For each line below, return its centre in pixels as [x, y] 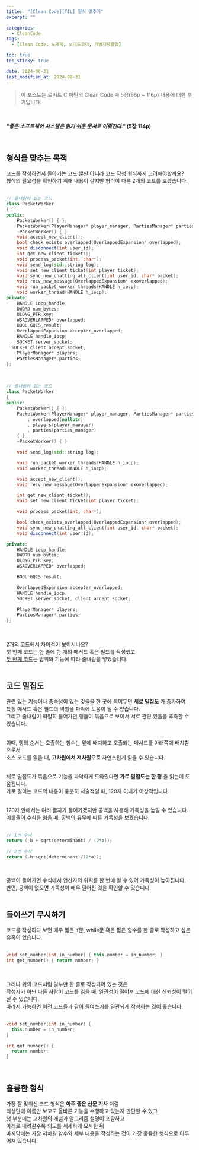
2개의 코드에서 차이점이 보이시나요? [47, 644]
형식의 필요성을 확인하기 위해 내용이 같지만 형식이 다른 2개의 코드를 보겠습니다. [97, 181]
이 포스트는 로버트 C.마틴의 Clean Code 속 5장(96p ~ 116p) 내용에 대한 [103, 94]
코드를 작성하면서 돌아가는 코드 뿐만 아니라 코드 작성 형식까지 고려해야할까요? [95, 173]
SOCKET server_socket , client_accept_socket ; [74, 598]
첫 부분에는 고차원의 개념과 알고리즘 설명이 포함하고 [65, 1119]
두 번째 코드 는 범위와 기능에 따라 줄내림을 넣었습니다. [67, 659]
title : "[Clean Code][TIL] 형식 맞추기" [55, 12]
